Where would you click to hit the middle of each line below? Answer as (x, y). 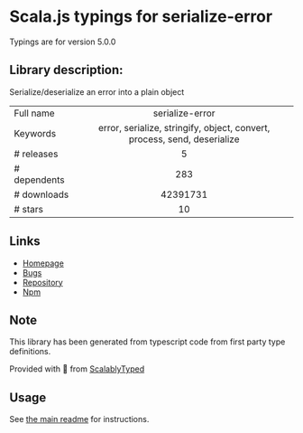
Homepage (43, 263)
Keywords (35, 133)
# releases (36, 154)
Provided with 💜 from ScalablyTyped (77, 369)
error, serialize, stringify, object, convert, (184, 127)
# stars (28, 209)
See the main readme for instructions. (79, 419)
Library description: (66, 70)
